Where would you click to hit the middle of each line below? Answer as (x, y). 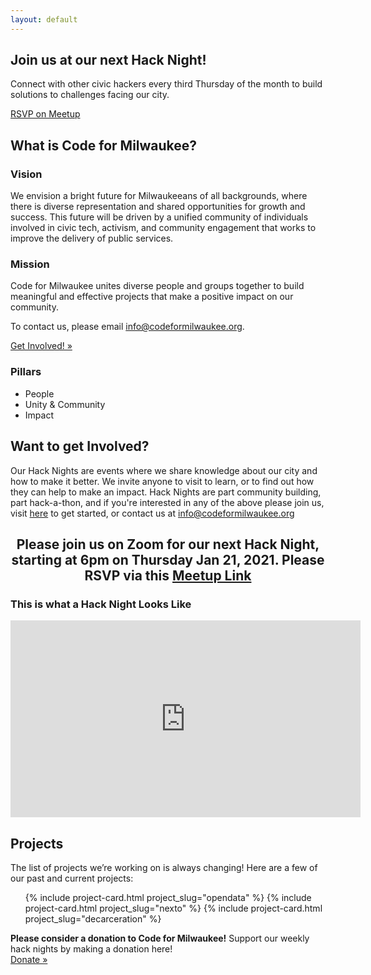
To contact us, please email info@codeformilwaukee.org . (127, 327)
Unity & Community (65, 404)
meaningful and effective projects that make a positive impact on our (152, 297)
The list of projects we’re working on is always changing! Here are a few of (164, 868)
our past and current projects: (72, 878)
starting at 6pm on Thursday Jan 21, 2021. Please (168, 559)
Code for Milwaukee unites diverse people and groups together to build (157, 286)
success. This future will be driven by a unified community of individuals (159, 217)
